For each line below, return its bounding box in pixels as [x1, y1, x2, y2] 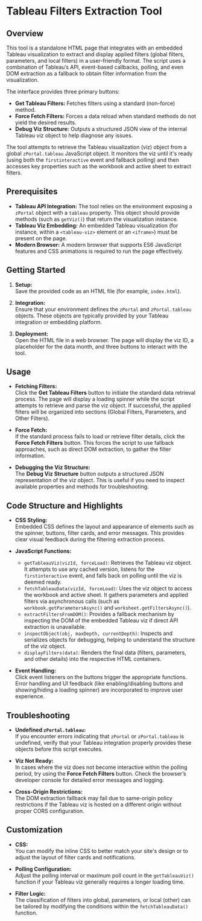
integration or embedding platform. [14, 318, 103, 325]
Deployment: [14, 330, 49, 337]
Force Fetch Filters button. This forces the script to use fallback [14, 439, 174, 447]
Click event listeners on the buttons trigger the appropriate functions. [14, 674, 187, 681]
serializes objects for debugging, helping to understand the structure [24, 636, 195, 643]
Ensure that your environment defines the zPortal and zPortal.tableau [14, 305, 192, 313]
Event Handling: [14, 667, 56, 674]
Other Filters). [14, 415, 50, 422]
